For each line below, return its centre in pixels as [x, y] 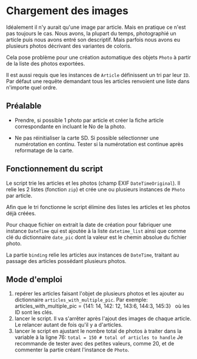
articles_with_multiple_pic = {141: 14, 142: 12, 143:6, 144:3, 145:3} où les [102, 306]
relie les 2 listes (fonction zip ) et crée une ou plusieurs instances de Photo [96, 189]
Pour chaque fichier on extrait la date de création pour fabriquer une [89, 224]
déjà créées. [21, 213]
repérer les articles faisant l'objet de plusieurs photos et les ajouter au [99, 294]
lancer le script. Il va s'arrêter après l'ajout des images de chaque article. [103, 318]
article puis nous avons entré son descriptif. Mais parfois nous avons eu [93, 39]
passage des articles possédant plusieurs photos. [66, 261]
